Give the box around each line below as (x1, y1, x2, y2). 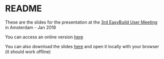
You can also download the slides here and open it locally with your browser (5, 43, 160, 49)
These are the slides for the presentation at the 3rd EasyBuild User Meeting (5, 19, 158, 25)
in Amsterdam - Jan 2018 (5, 24, 56, 30)
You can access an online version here (5, 34, 83, 40)
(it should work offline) (5, 49, 51, 55)
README (5, 3, 42, 14)
